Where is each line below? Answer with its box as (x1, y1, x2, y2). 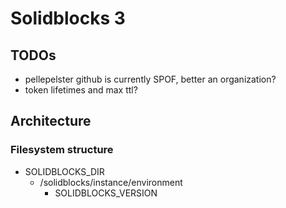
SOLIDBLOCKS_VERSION (54, 187, 158, 199)
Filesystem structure (10, 143, 114, 157)
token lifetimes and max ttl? (24, 84, 138, 96)
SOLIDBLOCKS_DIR (24, 165, 105, 177)
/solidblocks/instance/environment (39, 176, 183, 188)
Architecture (10, 113, 92, 130)
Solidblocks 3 (10, 7, 126, 30)
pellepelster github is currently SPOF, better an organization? (24, 73, 277, 85)
